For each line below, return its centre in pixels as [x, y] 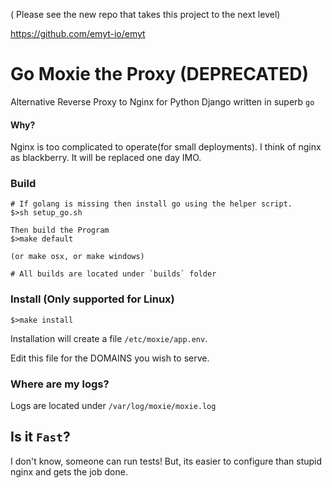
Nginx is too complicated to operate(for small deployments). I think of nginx [166, 147]
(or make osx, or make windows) [77, 257]
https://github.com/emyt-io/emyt [78, 33]
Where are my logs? [60, 384]
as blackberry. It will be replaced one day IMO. [106, 158]
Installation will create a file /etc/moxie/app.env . [109, 338]
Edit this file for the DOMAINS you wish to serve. [110, 358]
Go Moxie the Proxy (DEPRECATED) [160, 74]
